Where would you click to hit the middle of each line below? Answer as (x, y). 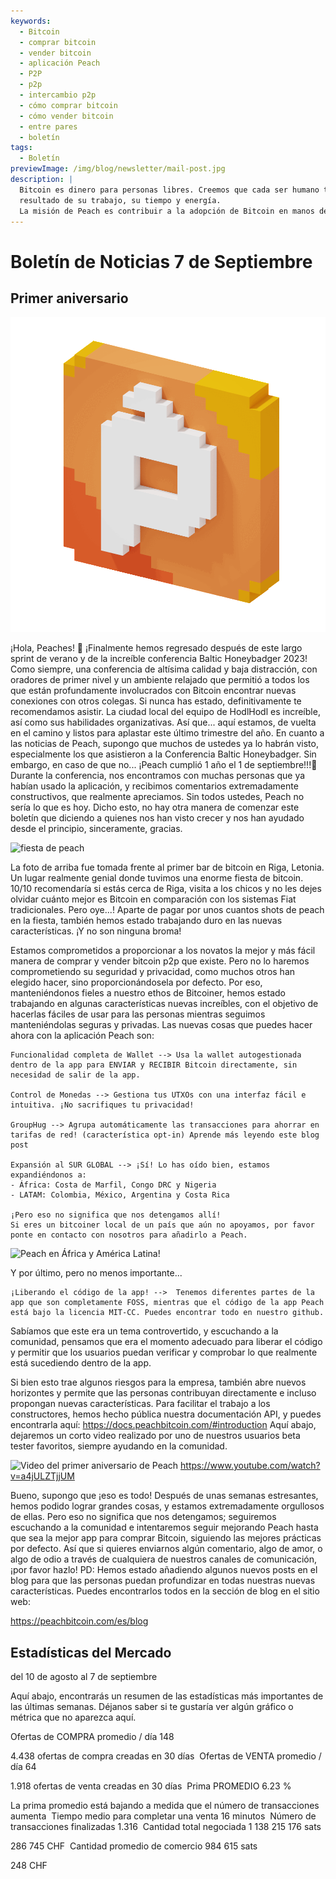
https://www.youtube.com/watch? (250, 1466)
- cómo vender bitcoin (66, 116)
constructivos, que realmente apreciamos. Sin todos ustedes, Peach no (157, 797)
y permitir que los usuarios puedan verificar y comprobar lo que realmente (164, 1352)
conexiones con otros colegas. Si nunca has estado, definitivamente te (156, 701)
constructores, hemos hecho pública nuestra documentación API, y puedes (166, 1414)
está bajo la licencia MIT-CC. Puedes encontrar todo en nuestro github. (167, 1313)
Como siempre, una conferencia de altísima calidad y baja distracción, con (164, 669)
